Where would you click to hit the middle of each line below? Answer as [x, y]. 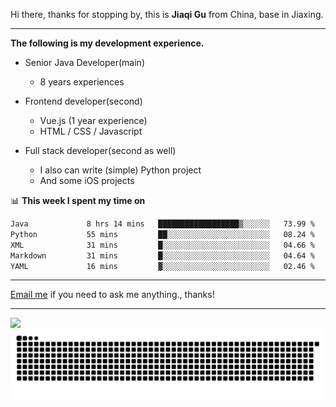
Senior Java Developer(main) [84, 62]
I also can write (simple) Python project [120, 170]
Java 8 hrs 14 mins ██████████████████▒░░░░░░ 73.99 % [162, 224]
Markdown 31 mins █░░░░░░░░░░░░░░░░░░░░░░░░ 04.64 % [162, 255]
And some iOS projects [87, 180]
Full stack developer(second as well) [100, 150]
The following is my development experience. [107, 43]
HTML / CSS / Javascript [91, 131]
